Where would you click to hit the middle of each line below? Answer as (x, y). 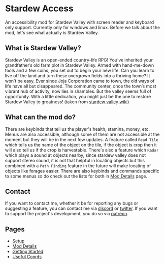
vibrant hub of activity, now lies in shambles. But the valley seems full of (78, 91)
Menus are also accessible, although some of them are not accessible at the (82, 134)
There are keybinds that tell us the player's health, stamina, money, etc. (78, 129)
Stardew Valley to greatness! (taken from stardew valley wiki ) (67, 102)
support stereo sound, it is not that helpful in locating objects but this (75, 160)
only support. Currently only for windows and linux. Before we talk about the (82, 27)
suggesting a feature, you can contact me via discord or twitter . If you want (81, 208)
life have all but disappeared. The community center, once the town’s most (81, 86)
